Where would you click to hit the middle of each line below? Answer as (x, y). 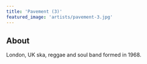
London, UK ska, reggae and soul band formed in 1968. (74, 55)
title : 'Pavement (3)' (34, 11)
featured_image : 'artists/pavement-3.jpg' (60, 17)
